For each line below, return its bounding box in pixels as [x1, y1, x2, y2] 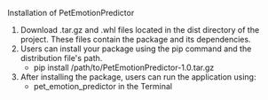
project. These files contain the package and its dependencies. [20, 35, 251, 44]
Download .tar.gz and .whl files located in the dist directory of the [20, 25, 260, 35]
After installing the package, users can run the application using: [20, 72, 256, 82]
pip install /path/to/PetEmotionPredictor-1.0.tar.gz [33, 62, 215, 73]
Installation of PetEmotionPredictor [7, 8, 135, 18]
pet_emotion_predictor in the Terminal [33, 81, 173, 91]
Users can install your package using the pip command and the [20, 43, 252, 54]
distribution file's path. [20, 53, 103, 63]
